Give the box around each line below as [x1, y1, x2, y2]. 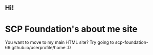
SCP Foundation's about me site [5, 23, 138, 35]
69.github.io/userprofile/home [5, 45, 66, 51]
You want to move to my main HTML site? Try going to [5, 39, 114, 45]
